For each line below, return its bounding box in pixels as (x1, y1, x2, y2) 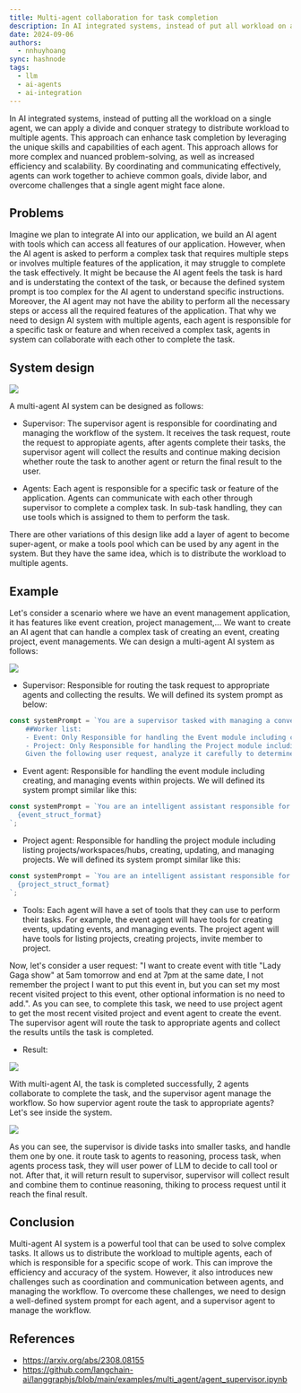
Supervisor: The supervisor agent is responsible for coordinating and (21, 418, 278, 429)
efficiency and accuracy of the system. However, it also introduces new (9, 1267, 273, 1278)
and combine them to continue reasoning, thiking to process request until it (9, 1179, 287, 1189)
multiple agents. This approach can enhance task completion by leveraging (9, 132, 287, 143)
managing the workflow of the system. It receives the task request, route (21, 428, 291, 439)
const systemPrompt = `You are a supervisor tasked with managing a (9, 716, 271, 725)
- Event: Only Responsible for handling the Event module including (25, 733, 287, 742)
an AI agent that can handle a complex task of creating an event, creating (9, 626, 280, 637)
